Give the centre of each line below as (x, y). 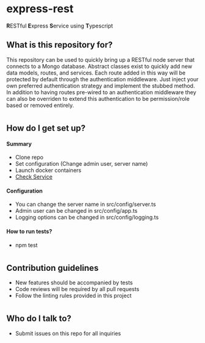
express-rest (40, 9)
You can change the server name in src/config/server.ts (85, 204)
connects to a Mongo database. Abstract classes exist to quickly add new (99, 66)
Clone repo (29, 157)
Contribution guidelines (53, 268)
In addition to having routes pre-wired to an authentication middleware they (102, 92)
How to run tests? (29, 231)
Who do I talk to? (39, 319)
